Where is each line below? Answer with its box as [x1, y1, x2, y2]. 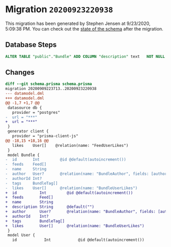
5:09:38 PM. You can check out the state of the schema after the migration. [5, 25, 164, 32]
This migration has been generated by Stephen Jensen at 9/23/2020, [5, 20, 151, 26]
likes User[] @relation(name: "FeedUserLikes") [12, 143, 129, 148]
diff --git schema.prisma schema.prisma [5, 81, 93, 87]
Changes [5, 68, 35, 77]
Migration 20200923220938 [5, 4, 113, 15]
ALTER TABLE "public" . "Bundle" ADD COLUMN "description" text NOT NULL [5, 54, 165, 59]
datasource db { [7, 105, 42, 110]
